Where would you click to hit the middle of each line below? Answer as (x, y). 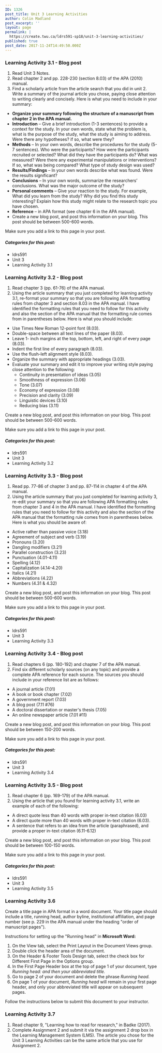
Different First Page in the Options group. (53, 961)
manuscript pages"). (25, 927)
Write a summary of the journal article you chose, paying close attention (84, 94)
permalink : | (18, 32)
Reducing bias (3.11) (39, 406)
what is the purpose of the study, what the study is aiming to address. (81, 134)
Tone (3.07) (31, 385)
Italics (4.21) (24, 573)
